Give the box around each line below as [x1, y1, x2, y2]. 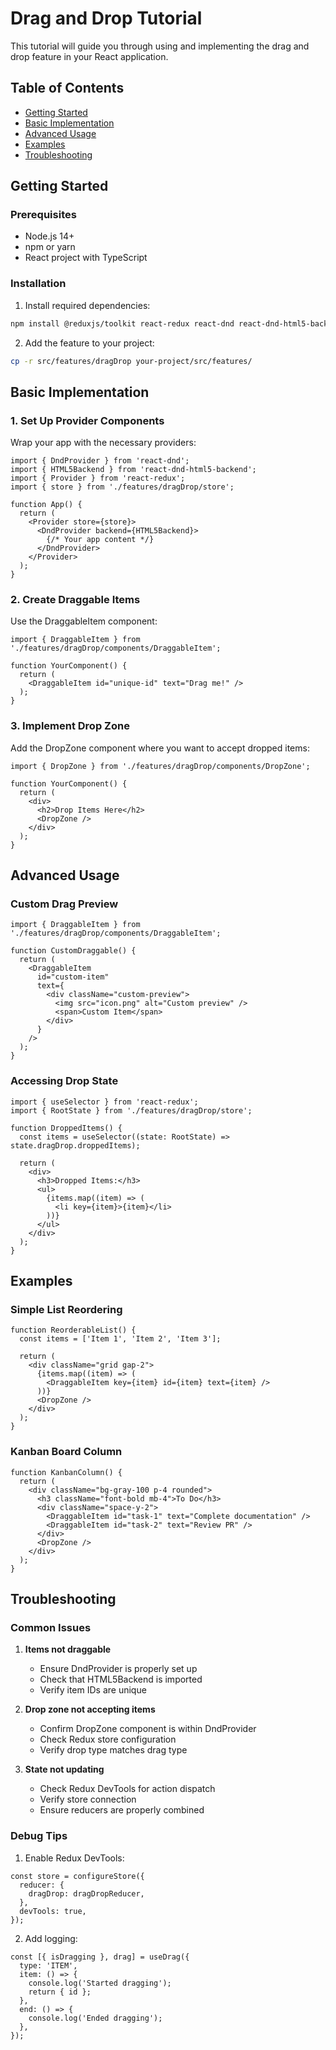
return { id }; [28, 1987, 92, 1997]
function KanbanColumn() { [10, 1467, 123, 1477]
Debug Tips [10, 1829, 68, 1843]
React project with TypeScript [24, 252, 148, 264]
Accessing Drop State [10, 1074, 119, 1088]
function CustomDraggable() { [10, 946, 137, 956]
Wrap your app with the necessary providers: [10, 437, 197, 449]
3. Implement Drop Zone [10, 719, 130, 733]
